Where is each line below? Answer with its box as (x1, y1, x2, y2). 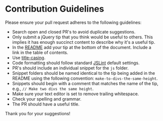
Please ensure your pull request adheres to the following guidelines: (5, 19, 142, 25)
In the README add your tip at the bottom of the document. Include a (12, 44, 151, 50)
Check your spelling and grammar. (12, 96, 81, 102)
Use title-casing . (12, 54, 45, 60)
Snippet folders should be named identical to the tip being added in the (12, 70, 155, 76)
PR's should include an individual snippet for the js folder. (12, 65, 129, 71)
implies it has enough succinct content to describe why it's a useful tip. (12, 39, 155, 45)
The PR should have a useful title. (12, 101, 80, 107)
